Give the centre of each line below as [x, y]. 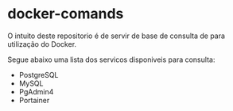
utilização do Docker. [42, 44]
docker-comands [66, 14]
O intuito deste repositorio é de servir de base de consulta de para [116, 36]
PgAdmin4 [36, 91]
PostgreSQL [39, 75]
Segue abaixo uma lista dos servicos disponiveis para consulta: [111, 59]
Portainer [34, 100]
